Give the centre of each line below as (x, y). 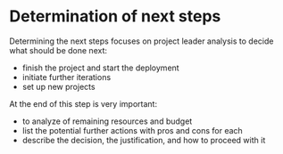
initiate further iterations (67, 77)
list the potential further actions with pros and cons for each (132, 130)
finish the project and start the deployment (101, 68)
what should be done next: (58, 50)
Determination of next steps (115, 16)
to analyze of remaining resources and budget (107, 121)
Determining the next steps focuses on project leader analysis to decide (141, 41)
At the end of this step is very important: (83, 103)
